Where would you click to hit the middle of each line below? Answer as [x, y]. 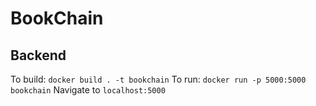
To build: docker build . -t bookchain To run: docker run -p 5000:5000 [158, 79]
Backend [38, 55]
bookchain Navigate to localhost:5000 [88, 90]
